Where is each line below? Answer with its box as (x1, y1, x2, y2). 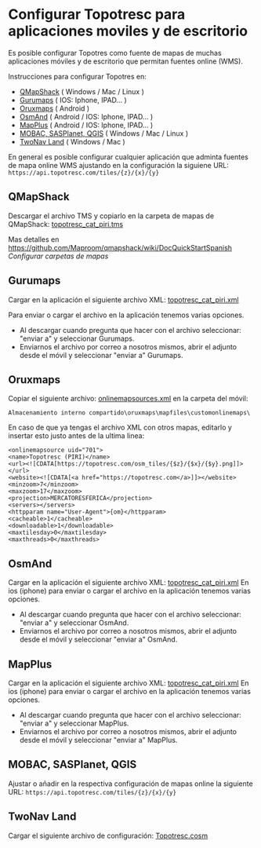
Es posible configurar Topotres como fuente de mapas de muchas (8, 48, 222, 57)
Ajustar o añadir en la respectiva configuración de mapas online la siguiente (8, 779, 253, 788)
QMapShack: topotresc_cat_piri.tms (8, 219, 124, 228)
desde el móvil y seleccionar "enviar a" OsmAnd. (19, 634, 178, 645)
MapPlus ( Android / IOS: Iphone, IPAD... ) (19, 120, 154, 130)
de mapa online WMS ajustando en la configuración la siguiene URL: (8, 160, 230, 170)
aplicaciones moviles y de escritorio (8, 22, 248, 40)
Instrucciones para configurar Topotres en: (8, 71, 147, 81)
